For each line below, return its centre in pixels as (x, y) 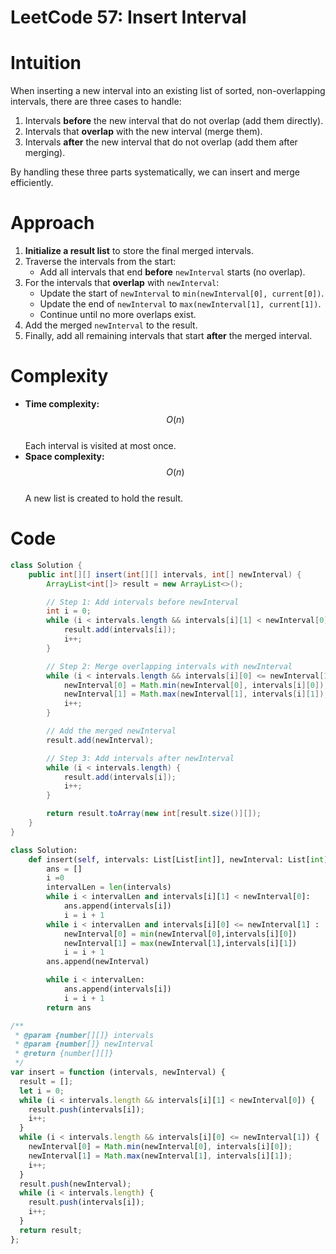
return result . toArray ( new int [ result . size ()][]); (154, 814)
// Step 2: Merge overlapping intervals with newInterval (169, 666)
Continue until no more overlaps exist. (118, 315)
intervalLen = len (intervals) (109, 887)
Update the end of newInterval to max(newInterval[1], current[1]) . (180, 304)
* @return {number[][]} (64, 1054)
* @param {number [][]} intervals (84, 1035)
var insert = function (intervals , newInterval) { (118, 1072)
